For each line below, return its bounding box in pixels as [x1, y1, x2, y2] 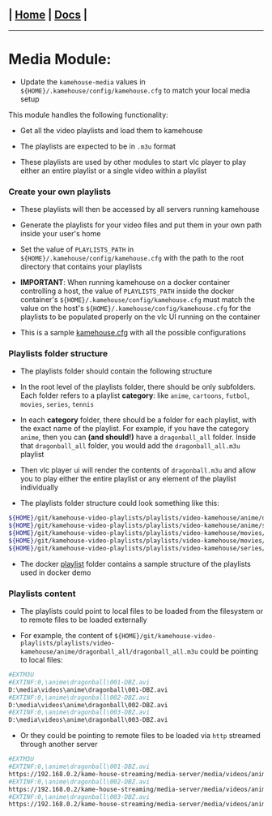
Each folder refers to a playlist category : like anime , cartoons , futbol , [19, 391, 250, 400]
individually [19, 482, 59, 492]
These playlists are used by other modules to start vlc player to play [19, 157, 247, 166]
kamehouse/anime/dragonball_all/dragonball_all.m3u [19, 648, 198, 656]
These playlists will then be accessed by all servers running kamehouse [19, 205, 261, 214]
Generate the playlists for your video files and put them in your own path [19, 220, 262, 230]
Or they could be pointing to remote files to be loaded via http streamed [19, 731, 261, 740]
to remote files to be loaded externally [19, 615, 147, 625]
